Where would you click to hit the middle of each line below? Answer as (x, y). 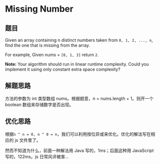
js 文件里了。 (27, 140)
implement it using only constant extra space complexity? (63, 69)
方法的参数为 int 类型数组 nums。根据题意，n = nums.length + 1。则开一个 (80, 98)
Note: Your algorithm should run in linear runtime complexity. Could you (77, 64)
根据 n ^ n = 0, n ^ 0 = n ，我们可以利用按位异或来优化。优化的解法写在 (78, 134)
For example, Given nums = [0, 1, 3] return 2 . (52, 55)
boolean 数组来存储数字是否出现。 (39, 104)
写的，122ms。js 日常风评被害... (37, 156)
